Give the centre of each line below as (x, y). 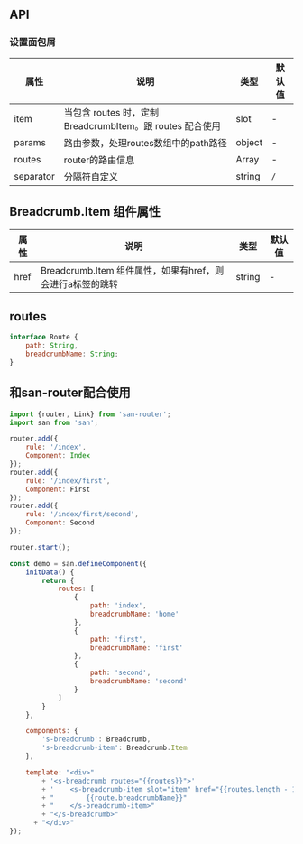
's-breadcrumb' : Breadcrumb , (96, 739)
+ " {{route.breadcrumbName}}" (115, 798)
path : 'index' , (118, 606)
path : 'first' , (118, 639)
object (249, 142)
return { (58, 580)
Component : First (58, 489)
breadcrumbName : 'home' (134, 614)
